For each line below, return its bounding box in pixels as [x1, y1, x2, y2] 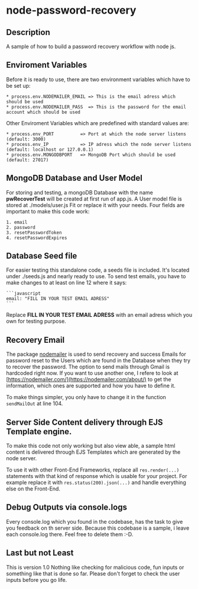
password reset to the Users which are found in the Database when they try [6, 357, 191, 364]
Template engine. [6, 426, 72, 437]
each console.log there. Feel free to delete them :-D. [6, 530, 134, 537]
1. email [6, 219, 28, 225]
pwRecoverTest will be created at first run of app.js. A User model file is [6, 195, 182, 202]
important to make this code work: [6, 208, 90, 215]
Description [6, 27, 50, 37]
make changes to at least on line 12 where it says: [6, 279, 127, 286]
